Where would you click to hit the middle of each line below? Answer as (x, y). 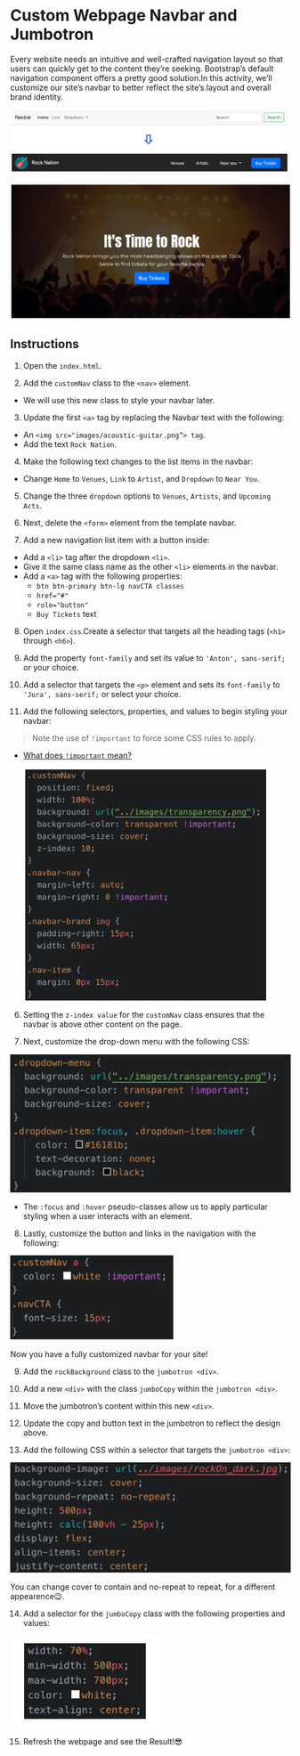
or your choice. (51, 667)
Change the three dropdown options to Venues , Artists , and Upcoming (147, 496)
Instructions (45, 344)
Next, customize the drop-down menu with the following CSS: (136, 1041)
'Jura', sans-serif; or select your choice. (102, 694)
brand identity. (36, 97)
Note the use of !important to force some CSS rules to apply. (144, 738)
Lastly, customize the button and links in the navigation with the (139, 1233)
